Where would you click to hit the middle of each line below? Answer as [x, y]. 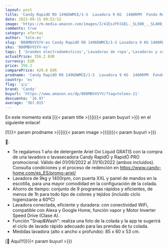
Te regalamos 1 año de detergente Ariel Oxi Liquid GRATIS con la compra [87, 152]
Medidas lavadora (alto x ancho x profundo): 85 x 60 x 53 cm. [76, 231]
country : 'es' [20, 80]
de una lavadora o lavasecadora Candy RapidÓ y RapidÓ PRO [76, 157]
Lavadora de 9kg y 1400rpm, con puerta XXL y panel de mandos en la [84, 178]
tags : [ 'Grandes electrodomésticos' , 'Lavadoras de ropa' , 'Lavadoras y [81, 52]
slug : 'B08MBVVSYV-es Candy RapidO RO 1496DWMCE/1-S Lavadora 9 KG [77, 43]
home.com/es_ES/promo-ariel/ [44, 173]
